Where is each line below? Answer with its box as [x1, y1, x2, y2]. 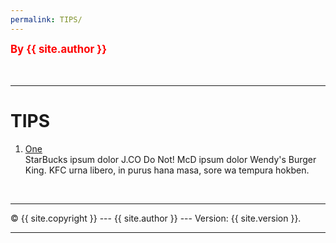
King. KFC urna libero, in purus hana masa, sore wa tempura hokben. [24, 164, 310, 176]
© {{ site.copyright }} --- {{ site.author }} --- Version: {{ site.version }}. [10, 212, 302, 224]
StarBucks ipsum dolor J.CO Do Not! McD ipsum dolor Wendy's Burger [24, 153, 317, 165]
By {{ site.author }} [10, 42, 108, 56]
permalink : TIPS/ [10, 14, 83, 25]
